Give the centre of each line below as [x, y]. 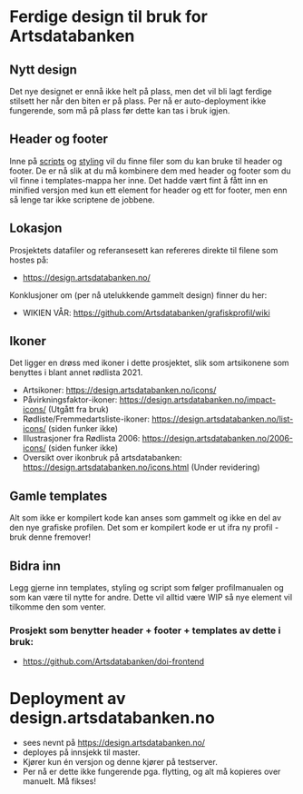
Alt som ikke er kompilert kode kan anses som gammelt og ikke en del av [146, 518]
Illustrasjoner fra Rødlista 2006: [81, 439]
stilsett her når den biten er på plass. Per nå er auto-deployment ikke [138, 101]
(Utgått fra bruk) [78, 410]
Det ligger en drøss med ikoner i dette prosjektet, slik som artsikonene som [149, 363]
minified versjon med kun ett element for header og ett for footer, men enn [148, 190]
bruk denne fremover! [50, 537]
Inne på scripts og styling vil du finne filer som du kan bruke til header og [146, 161]
